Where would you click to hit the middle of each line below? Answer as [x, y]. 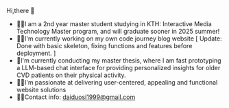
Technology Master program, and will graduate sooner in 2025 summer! [118, 31]
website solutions [41, 90]
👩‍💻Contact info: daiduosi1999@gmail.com [76, 97]
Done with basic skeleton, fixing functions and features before [104, 46]
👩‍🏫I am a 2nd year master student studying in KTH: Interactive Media [114, 24]
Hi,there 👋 [21, 11]
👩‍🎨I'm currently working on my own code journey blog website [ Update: [119, 39]
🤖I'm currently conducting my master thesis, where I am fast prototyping [119, 61]
